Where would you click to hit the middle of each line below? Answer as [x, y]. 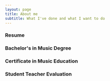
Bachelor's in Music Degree [38, 48]
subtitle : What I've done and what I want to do [55, 18]
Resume [15, 35]
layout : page [18, 9]
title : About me [21, 14]
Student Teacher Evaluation [38, 74]
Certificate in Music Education [42, 61]
